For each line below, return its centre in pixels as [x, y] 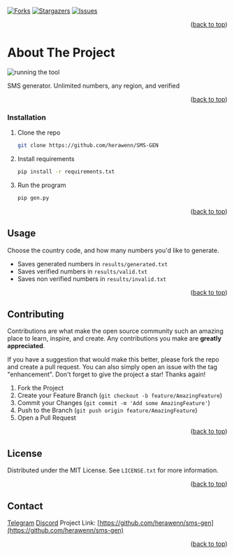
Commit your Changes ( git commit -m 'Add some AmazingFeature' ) [114, 403]
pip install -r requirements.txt [66, 172]
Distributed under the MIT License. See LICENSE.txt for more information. [113, 470]
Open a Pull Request [47, 418]
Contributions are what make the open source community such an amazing [115, 331]
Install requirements [46, 159]
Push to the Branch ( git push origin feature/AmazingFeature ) [107, 411]
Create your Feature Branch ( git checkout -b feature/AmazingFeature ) [120, 395]
